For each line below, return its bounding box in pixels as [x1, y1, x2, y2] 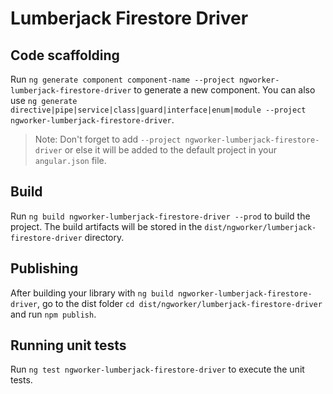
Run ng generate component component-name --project [10, 73, 235, 85]
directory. [84, 231, 125, 243]
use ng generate [10, 95, 78, 106]
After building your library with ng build [10, 287, 174, 299]
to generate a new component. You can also [133, 84, 316, 96]
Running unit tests [10, 337, 127, 354]
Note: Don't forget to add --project [34, 133, 182, 145]
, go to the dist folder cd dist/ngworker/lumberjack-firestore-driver [36, 297, 323, 309]
